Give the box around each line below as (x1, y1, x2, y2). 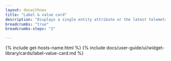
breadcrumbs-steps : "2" (5, 26, 56, 32)
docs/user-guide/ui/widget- (106, 45, 164, 51)
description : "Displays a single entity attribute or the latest (5, 17, 147, 22)
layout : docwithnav (5, 7, 47, 13)
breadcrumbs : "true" (5, 21, 49, 27)
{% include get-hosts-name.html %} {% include (5, 45, 105, 51)
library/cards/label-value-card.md (5, 50, 76, 56)
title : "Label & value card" (5, 12, 67, 17)
